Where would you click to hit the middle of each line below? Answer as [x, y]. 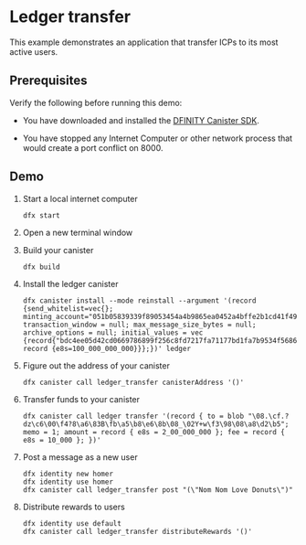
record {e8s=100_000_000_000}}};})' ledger [107, 348]
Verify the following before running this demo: [96, 102]
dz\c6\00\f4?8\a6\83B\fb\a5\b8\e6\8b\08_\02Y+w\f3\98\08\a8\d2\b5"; [156, 424]
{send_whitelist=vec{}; [68, 308]
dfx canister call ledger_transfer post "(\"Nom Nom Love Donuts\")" [158, 490]
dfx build [42, 267]
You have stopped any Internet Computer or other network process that [158, 138]
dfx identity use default [72, 523]
